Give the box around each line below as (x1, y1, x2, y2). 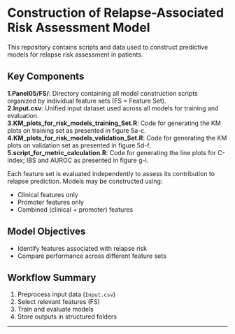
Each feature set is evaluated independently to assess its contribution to (7, 169, 215, 177)
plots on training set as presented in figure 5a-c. (7, 126, 147, 134)
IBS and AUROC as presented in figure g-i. (26, 156, 149, 164)
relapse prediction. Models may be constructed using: (7, 177, 163, 185)
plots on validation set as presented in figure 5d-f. (7, 141, 152, 150)
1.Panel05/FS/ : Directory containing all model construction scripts (7, 89, 198, 97)
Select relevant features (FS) (17, 298, 100, 306)
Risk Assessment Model (7, 20, 150, 36)
